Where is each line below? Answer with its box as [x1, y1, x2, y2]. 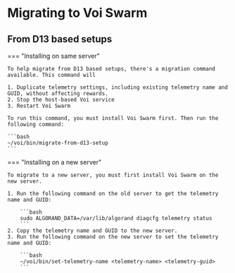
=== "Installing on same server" [7, 51, 100, 60]
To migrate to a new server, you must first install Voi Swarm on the [7, 171, 219, 178]
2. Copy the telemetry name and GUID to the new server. [7, 227, 178, 234]
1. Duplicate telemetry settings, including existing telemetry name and [7, 84, 229, 91]
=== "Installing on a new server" [7, 158, 102, 166]
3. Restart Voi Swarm [7, 102, 71, 109]
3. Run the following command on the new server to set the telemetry [7, 233, 219, 241]
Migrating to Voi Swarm [7, 5, 148, 21]
